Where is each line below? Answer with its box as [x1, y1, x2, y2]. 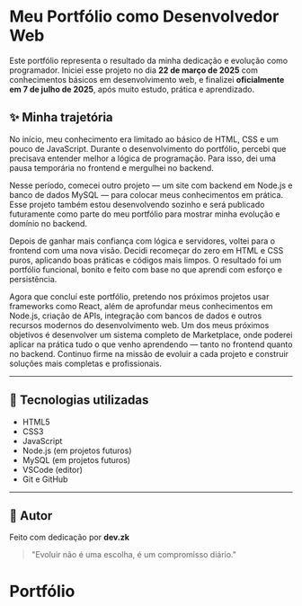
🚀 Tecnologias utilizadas [9, 393, 149, 408]
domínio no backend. [9, 218, 88, 228]
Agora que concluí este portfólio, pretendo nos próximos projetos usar [9, 290, 270, 302]
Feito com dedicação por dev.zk [9, 532, 130, 543]
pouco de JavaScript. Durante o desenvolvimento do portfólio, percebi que [9, 143, 287, 154]
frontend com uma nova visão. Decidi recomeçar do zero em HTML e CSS [9, 245, 284, 255]
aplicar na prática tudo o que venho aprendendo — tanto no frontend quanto [9, 339, 293, 350]
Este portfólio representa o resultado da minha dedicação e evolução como [9, 55, 289, 66]
